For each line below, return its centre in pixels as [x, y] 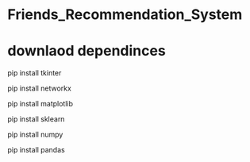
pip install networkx [40, 88]
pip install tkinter [35, 73]
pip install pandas [36, 150]
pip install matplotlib [40, 104]
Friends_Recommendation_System [125, 15]
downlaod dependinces [87, 51]
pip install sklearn [36, 119]
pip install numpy [35, 135]
